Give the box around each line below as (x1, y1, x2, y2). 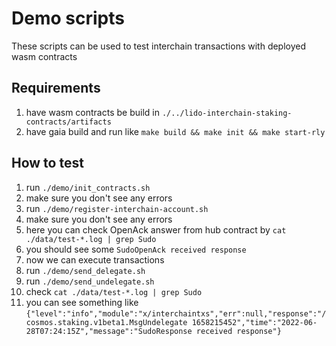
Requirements (11, 80, 101, 97)
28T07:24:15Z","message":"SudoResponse (25, 326, 193, 336)
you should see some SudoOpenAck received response (25, 243, 247, 255)
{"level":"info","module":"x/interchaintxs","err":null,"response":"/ (25, 308, 327, 319)
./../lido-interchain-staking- (161, 108, 293, 118)
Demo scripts (11, 7, 125, 30)
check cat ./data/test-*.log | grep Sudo (25, 285, 203, 297)
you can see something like (25, 296, 139, 308)
